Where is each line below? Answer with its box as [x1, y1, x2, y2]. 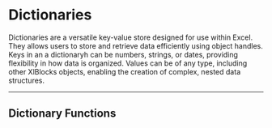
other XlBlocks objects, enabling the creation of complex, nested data [8, 66, 241, 76]
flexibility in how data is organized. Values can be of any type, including [8, 58, 248, 68]
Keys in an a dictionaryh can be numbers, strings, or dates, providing [8, 49, 239, 59]
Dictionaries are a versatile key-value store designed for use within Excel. [8, 32, 253, 42]
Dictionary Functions [8, 107, 117, 121]
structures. [8, 75, 45, 85]
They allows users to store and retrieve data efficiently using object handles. [8, 41, 263, 50]
